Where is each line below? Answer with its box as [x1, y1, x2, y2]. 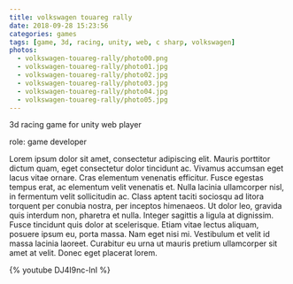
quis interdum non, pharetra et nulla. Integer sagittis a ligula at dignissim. [9, 210, 274, 221]
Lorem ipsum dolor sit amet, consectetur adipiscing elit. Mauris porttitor [9, 154, 271, 165]
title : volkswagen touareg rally [9, 12, 133, 22]
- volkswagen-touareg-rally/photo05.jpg [17, 95, 168, 104]
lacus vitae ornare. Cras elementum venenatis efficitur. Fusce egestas [9, 173, 264, 183]
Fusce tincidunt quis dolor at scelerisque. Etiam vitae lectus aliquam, [9, 219, 259, 230]
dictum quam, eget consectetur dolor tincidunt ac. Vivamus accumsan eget [9, 163, 284, 173]
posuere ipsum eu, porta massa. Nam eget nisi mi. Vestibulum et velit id [9, 229, 270, 240]
